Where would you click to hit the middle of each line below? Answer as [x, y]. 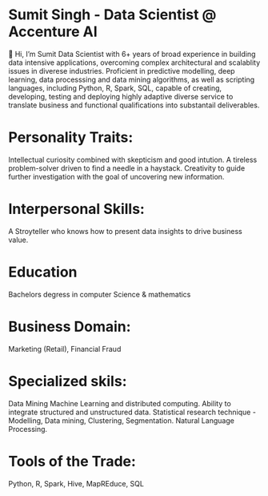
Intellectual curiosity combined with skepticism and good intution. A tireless [133, 159]
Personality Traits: [71, 137]
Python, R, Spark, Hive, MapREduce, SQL [76, 483]
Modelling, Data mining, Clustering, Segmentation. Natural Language [121, 420]
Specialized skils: [68, 381]
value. [18, 240]
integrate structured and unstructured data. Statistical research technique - [132, 412]
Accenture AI [53, 32]
